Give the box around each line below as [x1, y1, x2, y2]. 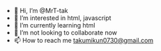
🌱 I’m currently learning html [13, 21, 95, 29]
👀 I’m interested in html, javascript [13, 14, 112, 22]
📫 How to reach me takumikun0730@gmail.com [13, 37, 154, 44]
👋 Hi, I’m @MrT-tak [13, 7, 68, 14]
